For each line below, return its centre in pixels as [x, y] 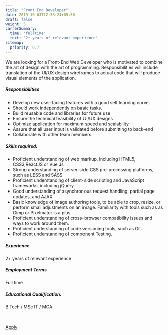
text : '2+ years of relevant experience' [54, 38]
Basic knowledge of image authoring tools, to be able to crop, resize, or [87, 202]
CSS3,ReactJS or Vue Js [38, 164]
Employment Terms [26, 270]
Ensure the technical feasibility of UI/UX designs [63, 118]
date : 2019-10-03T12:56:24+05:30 [40, 15]
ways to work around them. [41, 223]
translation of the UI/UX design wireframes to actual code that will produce [83, 73]
